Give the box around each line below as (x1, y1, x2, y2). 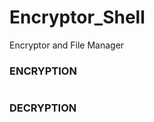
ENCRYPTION (9, 64, 77, 78)
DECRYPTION (9, 101, 77, 115)
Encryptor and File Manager (9, 39, 125, 51)
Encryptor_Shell (9, 6, 146, 29)
